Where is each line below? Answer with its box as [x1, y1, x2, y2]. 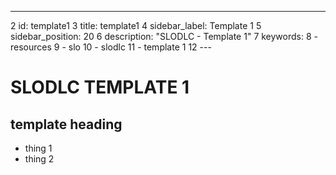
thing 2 [24, 153, 55, 165]
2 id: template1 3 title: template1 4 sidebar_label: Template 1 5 [10, 20, 262, 31]
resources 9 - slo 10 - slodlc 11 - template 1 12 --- [10, 41, 212, 53]
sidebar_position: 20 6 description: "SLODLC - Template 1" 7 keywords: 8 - [10, 31, 318, 42]
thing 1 [24, 142, 53, 154]
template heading [10, 116, 123, 133]
